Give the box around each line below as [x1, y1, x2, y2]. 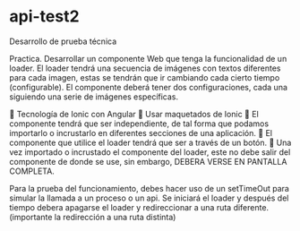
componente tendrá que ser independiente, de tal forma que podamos [9, 118, 270, 129]
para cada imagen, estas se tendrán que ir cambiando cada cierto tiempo [9, 72, 280, 82]
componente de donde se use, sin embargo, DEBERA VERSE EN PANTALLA [9, 156, 287, 167]
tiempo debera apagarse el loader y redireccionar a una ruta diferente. [9, 201, 270, 212]
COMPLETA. [9, 166, 56, 176]
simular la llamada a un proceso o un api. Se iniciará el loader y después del [9, 192, 289, 203]
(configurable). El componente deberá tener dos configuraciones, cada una [9, 81, 288, 92]
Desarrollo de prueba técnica [9, 36, 117, 47]
